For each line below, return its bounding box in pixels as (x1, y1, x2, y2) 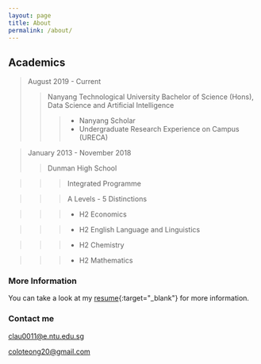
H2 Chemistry (79, 240, 125, 250)
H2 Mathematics (79, 255, 133, 266)
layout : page (8, 11, 52, 20)
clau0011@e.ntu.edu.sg (8, 331, 85, 341)
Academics (8, 56, 66, 69)
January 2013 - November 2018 (27, 148, 132, 158)
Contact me (8, 313, 55, 324)
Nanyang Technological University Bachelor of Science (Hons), (47, 92, 254, 102)
